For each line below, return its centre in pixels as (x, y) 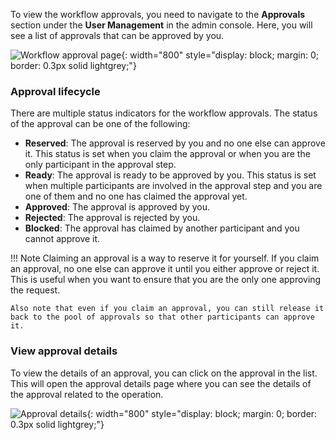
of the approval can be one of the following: (100, 124)
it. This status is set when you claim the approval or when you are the (167, 154)
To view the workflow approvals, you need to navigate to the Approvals (158, 14)
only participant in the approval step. (100, 165)
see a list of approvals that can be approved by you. (117, 35)
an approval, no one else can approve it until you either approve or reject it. (165, 269)
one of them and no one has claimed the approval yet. (136, 196)
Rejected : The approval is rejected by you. (112, 218)
